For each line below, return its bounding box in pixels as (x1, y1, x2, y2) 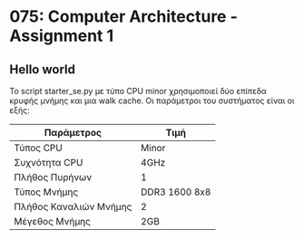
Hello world (9, 62, 75, 77)
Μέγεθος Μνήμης (14, 215, 91, 227)
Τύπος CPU (14, 142, 64, 154)
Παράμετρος (44, 127, 103, 139)
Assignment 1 (9, 25, 114, 46)
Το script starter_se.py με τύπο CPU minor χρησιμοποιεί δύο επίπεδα (9, 86, 268, 96)
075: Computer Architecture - (9, 6, 239, 27)
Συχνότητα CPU (14, 157, 83, 168)
